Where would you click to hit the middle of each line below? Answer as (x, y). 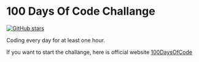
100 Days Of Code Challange (81, 11)
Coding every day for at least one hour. (56, 40)
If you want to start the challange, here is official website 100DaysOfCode (99, 52)
